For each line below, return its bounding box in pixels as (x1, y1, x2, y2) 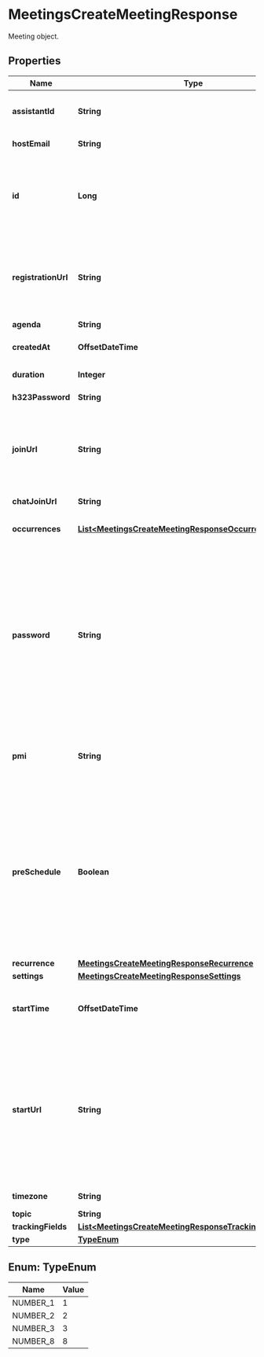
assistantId (12, 105, 55, 116)
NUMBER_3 (12, 1322, 55, 1333)
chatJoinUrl (12, 495, 57, 506)
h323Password (12, 392, 71, 403)
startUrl (12, 1104, 42, 1115)
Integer (77, 369, 106, 380)
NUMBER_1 (12, 1297, 55, 1308)
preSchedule (12, 866, 61, 877)
